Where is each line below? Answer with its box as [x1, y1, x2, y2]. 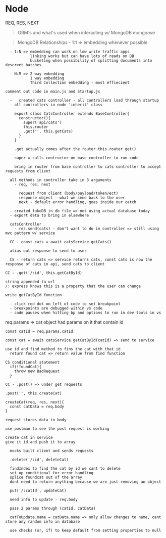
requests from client [5, 168, 51, 173]
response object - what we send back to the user [18, 195, 125, 200]
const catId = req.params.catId [5, 329, 73, 334]
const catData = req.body [10, 404, 65, 409]
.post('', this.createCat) [5, 390, 62, 396]
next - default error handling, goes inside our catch [18, 199, 137, 205]
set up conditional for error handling [10, 470, 94, 475]
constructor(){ [18, 115, 51, 120]
